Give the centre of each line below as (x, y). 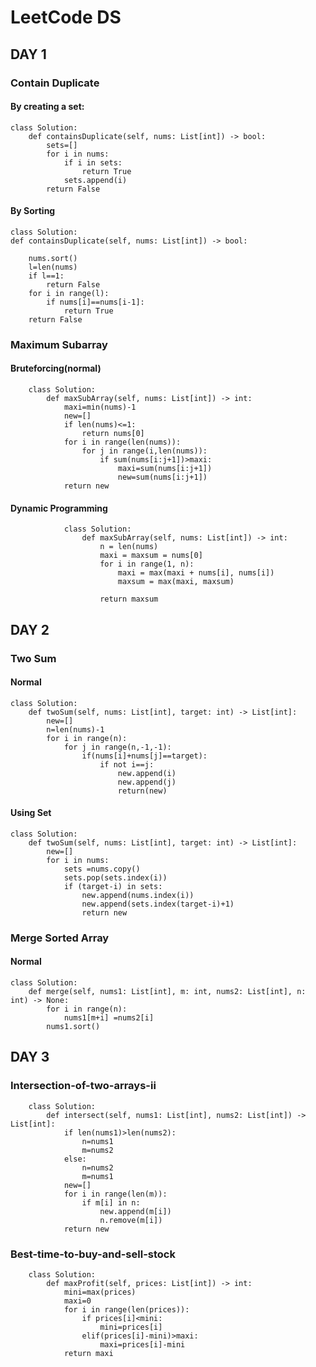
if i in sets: (93, 162)
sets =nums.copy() (102, 869)
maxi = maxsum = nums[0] (151, 556)
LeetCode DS (66, 17)
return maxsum (129, 599)
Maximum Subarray (59, 344)
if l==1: (46, 276)
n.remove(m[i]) (131, 1220)
